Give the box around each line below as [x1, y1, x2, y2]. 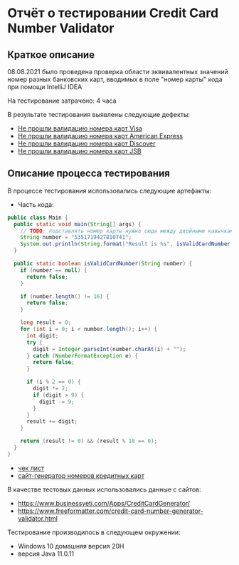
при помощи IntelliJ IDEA [7, 83, 83, 91]
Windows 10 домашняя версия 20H [17, 541, 124, 550]
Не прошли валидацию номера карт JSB [17, 147, 142, 155]
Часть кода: [17, 200, 55, 208]
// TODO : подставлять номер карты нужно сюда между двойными [20, 227, 205, 235]
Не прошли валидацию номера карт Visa [17, 124, 143, 133]
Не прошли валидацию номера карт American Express [17, 132, 184, 140]
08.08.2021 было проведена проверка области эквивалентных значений [7, 68, 229, 76]
